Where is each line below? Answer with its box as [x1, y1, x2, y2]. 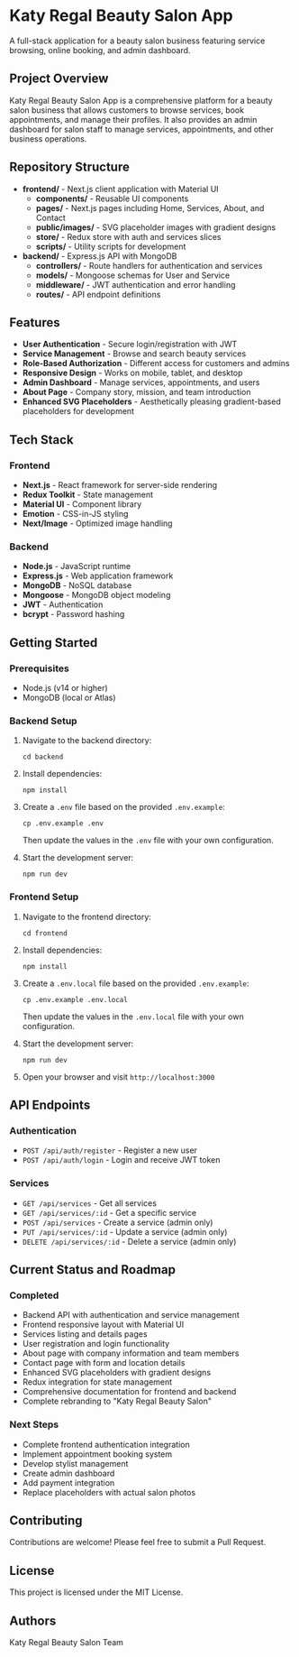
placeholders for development [22, 406, 135, 417]
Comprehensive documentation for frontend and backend [22, 1386, 237, 1397]
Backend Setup [9, 714, 78, 727]
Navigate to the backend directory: [22, 735, 152, 746]
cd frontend [22, 928, 68, 938]
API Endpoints [9, 1098, 91, 1113]
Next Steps [9, 1418, 59, 1431]
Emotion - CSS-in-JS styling [22, 509, 129, 520]
